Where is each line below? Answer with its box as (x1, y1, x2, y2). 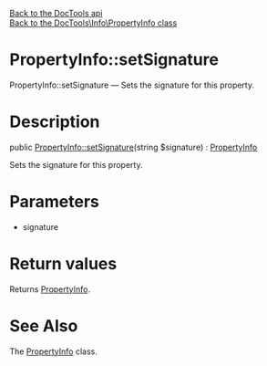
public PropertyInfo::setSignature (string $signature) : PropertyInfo (9, 141, 258, 152)
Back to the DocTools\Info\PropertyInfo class (9, 17, 178, 28)
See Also (9, 315, 78, 336)
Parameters (9, 192, 100, 213)
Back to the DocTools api (9, 8, 103, 18)
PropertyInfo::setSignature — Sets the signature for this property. (9, 79, 255, 90)
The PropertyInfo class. (9, 346, 98, 357)
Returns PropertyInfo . (9, 283, 91, 295)
